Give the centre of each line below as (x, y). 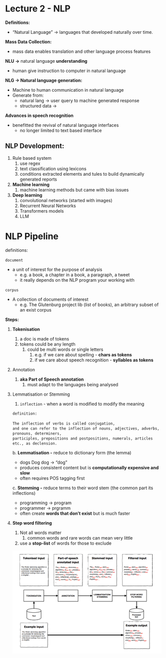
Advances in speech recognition (39, 115)
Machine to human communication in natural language (68, 90)
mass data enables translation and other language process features (81, 51)
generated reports (38, 179)
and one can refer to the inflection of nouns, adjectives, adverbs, (86, 429)
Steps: (12, 320)
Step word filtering (32, 523)
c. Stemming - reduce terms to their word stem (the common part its (83, 488)
